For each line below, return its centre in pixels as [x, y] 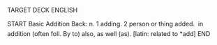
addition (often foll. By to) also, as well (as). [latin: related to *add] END [109, 34]
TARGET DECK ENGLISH [43, 10]
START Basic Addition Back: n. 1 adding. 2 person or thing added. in [105, 24]
